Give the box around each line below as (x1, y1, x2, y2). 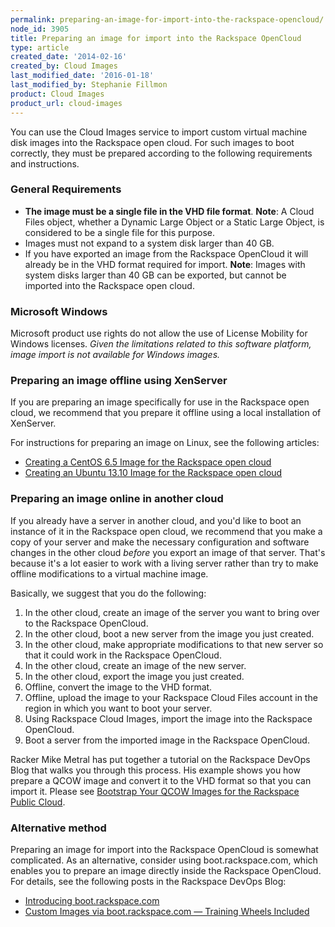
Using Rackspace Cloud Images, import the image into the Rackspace (24, 712, 313, 725)
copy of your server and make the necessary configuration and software (10, 536, 310, 548)
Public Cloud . (10, 796, 66, 808)
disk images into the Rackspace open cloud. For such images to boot (10, 136, 295, 148)
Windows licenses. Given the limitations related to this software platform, (10, 338, 312, 350)
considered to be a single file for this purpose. (24, 226, 215, 238)
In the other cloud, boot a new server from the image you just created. (24, 627, 315, 640)
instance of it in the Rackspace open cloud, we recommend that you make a (10, 525, 323, 537)
